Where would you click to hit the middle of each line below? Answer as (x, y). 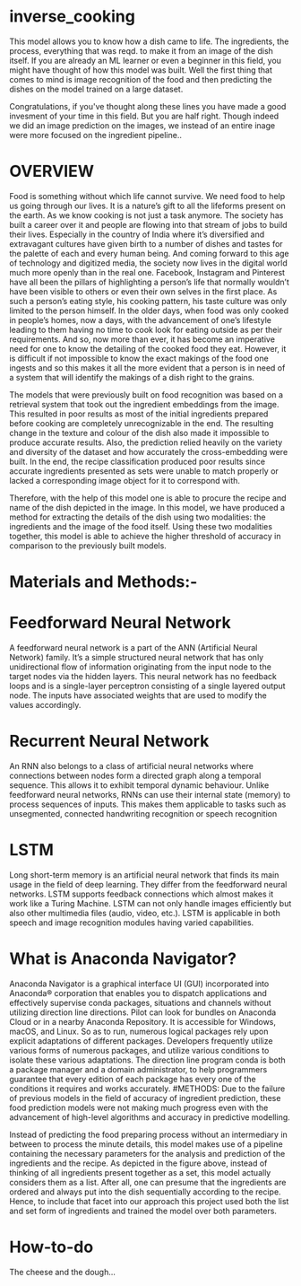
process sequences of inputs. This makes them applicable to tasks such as (148, 804)
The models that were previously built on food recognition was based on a (146, 394)
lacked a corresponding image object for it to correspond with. (125, 480)
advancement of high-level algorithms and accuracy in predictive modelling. (150, 1117)
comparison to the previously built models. (88, 546)
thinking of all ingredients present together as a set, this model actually (140, 1172)
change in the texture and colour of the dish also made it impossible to (139, 433)
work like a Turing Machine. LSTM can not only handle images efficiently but (150, 903)
